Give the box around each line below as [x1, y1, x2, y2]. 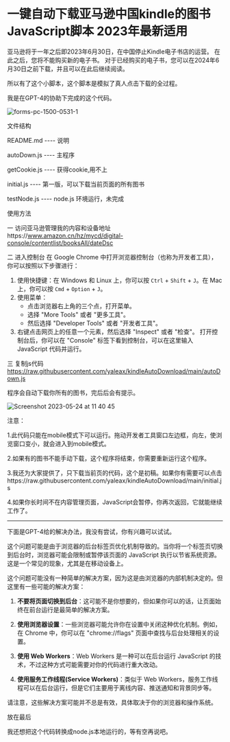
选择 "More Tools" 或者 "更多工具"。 [27, 310, 130, 318]
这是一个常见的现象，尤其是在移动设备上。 [7, 559, 127, 567]
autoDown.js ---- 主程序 [7, 150, 75, 159]
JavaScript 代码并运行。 [16, 345, 86, 353]
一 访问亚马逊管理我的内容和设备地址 [7, 224, 111, 232]
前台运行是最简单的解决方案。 [29, 605, 114, 614]
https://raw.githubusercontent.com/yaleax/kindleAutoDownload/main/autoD [7, 367, 221, 375]
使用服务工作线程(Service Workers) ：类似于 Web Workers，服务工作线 [16, 675, 218, 683]
